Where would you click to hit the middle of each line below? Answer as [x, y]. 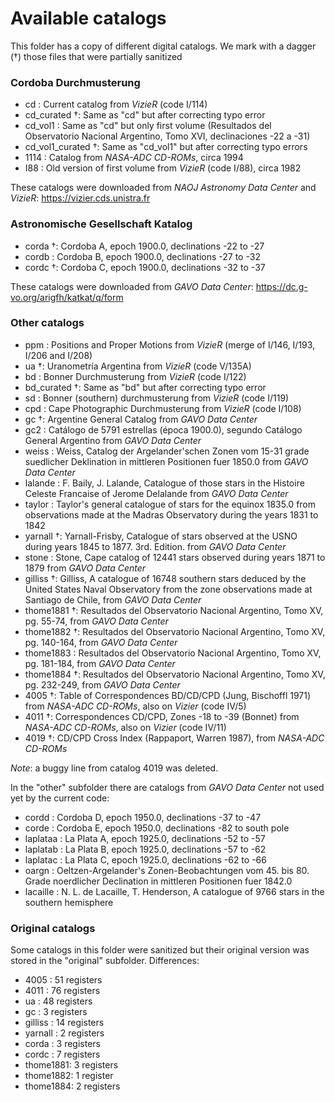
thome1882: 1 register [69, 1076]
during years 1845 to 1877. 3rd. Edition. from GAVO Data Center [155, 546]
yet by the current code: [60, 798]
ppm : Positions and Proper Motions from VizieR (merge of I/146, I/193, [170, 344]
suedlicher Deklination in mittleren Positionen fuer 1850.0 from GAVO [166, 461]
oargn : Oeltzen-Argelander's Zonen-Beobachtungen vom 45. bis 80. [167, 870]
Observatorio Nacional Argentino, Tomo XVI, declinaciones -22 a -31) [167, 136]
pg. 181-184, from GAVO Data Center [100, 663]
